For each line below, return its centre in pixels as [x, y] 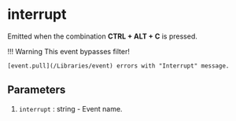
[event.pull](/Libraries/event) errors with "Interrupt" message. [118, 66]
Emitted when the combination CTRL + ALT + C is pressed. [103, 36]
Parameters [37, 90]
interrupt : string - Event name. [70, 108]
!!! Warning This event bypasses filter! [69, 51]
